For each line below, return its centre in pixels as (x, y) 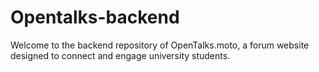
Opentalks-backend (95, 17)
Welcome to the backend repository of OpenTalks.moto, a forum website (160, 45)
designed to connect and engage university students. (120, 55)
